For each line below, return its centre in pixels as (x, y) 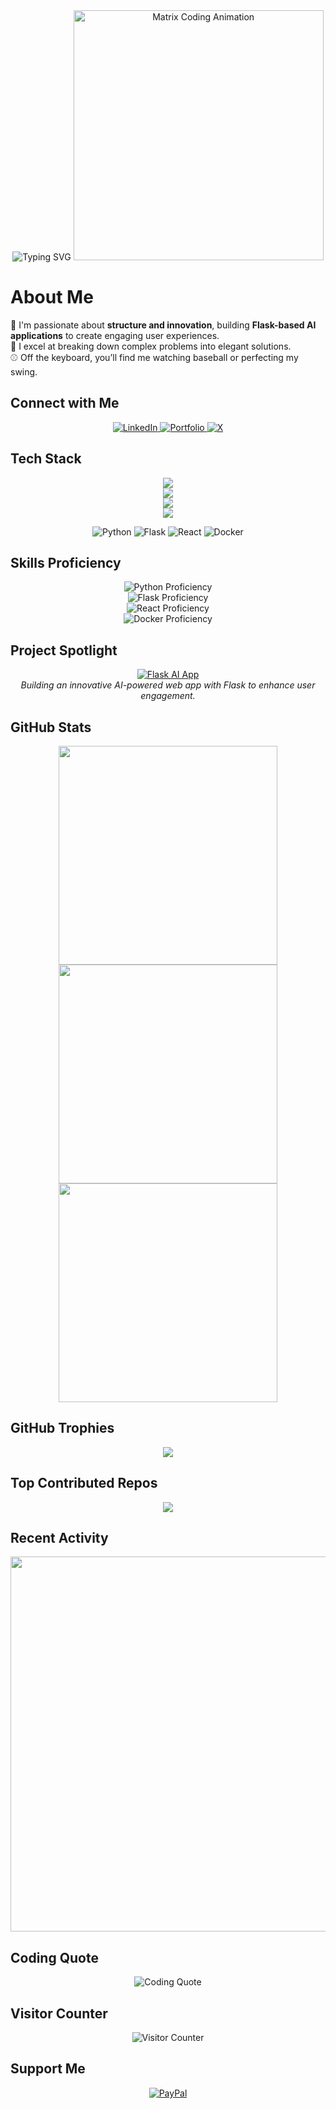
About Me (52, 297)
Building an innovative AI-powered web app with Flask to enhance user (168, 685)
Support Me (48, 2069)
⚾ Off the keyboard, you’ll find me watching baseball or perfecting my (154, 357)
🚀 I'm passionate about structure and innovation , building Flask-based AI (163, 325)
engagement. (168, 696)
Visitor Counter (59, 2013)
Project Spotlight (64, 650)
